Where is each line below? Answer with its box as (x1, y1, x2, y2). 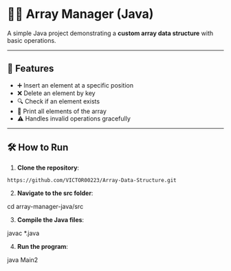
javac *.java (7, 229, 40, 237)
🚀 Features (7, 63, 54, 74)
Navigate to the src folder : (16, 189, 93, 197)
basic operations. (7, 36, 56, 44)
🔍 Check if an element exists (16, 97, 100, 106)
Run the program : (16, 243, 69, 251)
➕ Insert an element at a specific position (16, 81, 134, 89)
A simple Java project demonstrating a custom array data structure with (7, 29, 214, 37)
